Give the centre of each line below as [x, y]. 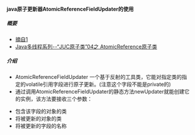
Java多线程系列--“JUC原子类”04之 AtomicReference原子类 [86, 46]
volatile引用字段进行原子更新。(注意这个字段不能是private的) [98, 84]
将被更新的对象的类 [38, 118]
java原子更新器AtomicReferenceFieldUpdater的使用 [70, 9]
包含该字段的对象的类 [41, 111]
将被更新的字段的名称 [41, 126]
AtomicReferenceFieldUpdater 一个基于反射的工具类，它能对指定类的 [98, 77]
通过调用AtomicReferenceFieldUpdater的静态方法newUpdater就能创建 [100, 91]
